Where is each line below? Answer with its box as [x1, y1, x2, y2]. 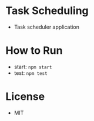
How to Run [5, 44, 63, 57]
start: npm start [14, 63, 52, 70]
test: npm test [14, 69, 48, 77]
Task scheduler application [14, 23, 80, 30]
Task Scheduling [5, 4, 89, 18]
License [5, 90, 45, 103]
